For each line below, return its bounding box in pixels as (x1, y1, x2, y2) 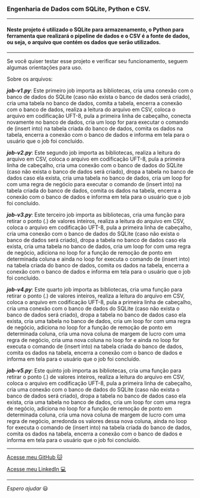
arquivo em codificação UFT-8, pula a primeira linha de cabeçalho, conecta (7, 112, 192, 119)
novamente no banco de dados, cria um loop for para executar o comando (7, 118, 189, 126)
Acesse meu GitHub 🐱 (7, 453, 63, 461)
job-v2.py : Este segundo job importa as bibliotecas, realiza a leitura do (7, 149, 180, 156)
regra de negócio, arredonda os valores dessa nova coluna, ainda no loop (7, 417, 188, 424)
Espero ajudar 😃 (7, 484, 49, 492)
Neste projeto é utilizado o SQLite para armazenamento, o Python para (7, 26, 184, 33)
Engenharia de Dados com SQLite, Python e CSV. (7, 5, 151, 13)
